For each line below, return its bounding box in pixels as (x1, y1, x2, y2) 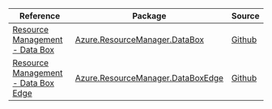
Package (132, 10, 167, 21)
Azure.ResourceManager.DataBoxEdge (74, 73, 224, 83)
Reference (19, 10, 61, 21)
